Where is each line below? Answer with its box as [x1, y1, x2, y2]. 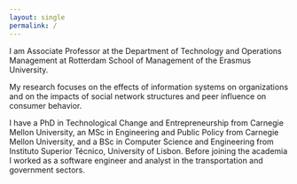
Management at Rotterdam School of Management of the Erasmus [9, 55, 251, 65]
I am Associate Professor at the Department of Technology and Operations [9, 45, 282, 56]
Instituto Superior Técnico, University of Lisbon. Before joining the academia [9, 145, 288, 156]
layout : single [9, 12, 66, 22]
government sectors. [9, 165, 86, 175]
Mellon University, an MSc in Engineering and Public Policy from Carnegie [9, 126, 279, 137]
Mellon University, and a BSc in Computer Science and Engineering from [9, 136, 275, 147]
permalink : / [9, 21, 58, 30]
